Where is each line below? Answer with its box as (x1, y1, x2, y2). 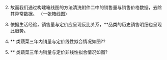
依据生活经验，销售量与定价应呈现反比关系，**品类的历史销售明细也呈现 (10, 22, 162, 27)
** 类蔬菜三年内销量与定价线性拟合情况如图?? (10, 38, 106, 44)
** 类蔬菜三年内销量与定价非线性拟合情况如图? (10, 49, 108, 55)
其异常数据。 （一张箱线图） (10, 11, 70, 17)
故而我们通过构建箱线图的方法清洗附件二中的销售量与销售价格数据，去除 (10, 5, 162, 10)
